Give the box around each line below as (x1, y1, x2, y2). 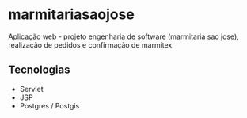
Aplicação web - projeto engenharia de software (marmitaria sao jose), (8, 32, 239, 41)
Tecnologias (8, 63, 70, 77)
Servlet (19, 84, 44, 93)
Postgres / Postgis (19, 101, 80, 110)
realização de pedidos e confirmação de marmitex (8, 40, 173, 49)
